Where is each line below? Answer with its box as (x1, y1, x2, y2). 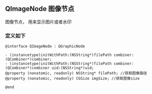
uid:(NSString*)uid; (51, 66, 94, 71)
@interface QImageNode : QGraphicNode (5, 44, 85, 49)
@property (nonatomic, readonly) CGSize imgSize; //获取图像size (5, 76, 140, 81)
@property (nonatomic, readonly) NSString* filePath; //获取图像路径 (5, 71, 147, 76)
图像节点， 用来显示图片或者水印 (5, 19, 72, 25)
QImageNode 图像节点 (5, 4, 74, 13)
